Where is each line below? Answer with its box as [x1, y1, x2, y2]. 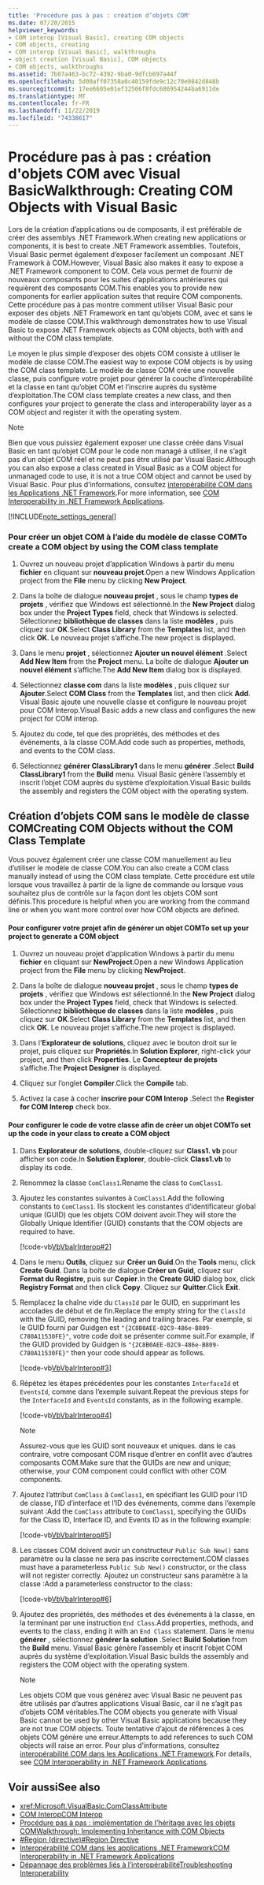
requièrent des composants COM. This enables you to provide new [8, 283, 222, 292]
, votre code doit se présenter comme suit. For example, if [69, 1332, 255, 1341]
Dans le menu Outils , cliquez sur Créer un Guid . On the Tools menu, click [19, 1257, 256, 1267]
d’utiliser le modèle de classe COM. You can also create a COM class [8, 862, 229, 872]
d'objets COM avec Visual [8, 165, 181, 183]
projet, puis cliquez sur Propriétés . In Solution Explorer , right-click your [19, 1046, 251, 1056]
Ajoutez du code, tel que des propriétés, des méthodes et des [19, 729, 220, 739]
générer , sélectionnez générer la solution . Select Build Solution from [19, 1635, 247, 1645]
